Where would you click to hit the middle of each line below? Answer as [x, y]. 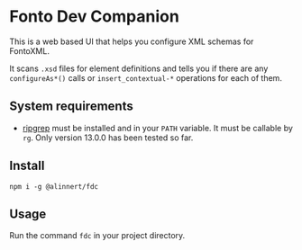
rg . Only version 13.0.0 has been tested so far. [108, 138]
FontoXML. [29, 50]
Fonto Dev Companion [95, 17]
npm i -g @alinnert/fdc [54, 186]
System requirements [71, 107]
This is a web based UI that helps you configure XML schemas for [132, 41]
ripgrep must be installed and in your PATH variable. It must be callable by [157, 128]
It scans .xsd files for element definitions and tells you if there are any [139, 68]
